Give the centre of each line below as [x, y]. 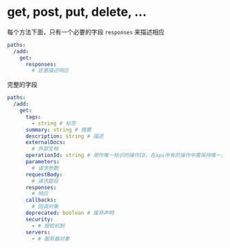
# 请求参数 [45, 168]
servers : [38, 232]
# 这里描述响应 [50, 71]
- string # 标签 [54, 123]
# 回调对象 [45, 207]
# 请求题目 [45, 181]
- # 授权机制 [48, 226]
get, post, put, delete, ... [77, 12]
